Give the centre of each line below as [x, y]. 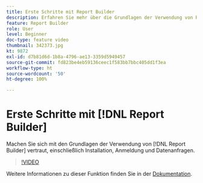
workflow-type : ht [29, 68]
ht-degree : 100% [27, 79]
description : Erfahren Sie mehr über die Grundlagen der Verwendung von [100, 18]
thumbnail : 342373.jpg [35, 46]
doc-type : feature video [37, 40]
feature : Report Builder [37, 23]
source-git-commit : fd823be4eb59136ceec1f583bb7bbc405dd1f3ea [86, 62]
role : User [20, 29]
